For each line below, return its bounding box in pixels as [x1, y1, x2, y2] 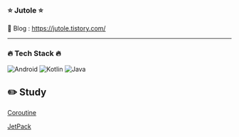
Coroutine [7, 109, 37, 117]
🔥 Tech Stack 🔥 [7, 48, 62, 58]
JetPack [7, 122, 32, 131]
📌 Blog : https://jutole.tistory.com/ [7, 24, 106, 33]
